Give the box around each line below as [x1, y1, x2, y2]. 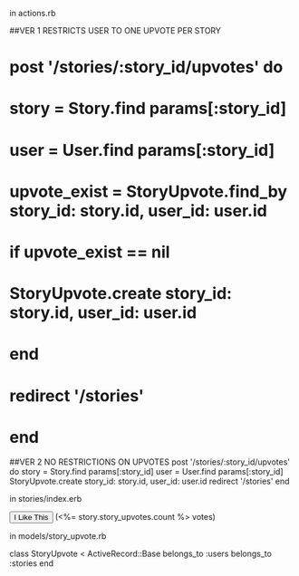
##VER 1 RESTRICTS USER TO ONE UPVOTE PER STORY [9, 25, 222, 35]
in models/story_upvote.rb [9, 531, 107, 542]
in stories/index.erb [9, 494, 82, 504]
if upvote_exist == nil [9, 242, 170, 262]
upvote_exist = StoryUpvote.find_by [9, 181, 288, 202]
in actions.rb [9, 8, 56, 18]
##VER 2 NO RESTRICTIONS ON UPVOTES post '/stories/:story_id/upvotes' [9, 456, 291, 467]
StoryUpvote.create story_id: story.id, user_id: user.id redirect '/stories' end [9, 475, 290, 487]
